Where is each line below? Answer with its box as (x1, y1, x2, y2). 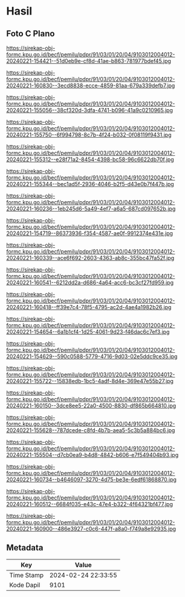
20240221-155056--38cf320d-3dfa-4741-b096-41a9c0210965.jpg (6, 107, 174, 113)
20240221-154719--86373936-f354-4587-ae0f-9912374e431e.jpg (6, 230, 174, 237)
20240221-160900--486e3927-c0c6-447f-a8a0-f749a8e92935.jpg (6, 525, 177, 532)
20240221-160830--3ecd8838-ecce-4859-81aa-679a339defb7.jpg (6, 82, 175, 89)
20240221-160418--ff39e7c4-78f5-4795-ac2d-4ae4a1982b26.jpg (6, 304, 172, 310)
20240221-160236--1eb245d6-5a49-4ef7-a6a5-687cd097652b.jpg (6, 205, 176, 212)
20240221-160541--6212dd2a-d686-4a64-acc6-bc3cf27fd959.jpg (6, 279, 174, 286)
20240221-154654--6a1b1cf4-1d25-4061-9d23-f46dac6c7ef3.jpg (6, 329, 170, 335)
